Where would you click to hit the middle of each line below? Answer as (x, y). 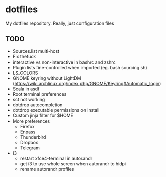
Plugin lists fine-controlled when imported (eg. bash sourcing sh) (80, 67)
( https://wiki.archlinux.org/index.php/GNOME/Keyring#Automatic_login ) (87, 83)
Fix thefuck (24, 56)
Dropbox (29, 142)
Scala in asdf (26, 89)
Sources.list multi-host (36, 51)
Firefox (27, 126)
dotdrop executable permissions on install (56, 110)
